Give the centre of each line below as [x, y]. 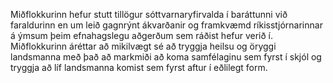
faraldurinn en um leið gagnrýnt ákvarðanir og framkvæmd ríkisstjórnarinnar [166, 25]
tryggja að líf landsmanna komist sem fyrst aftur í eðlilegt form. [139, 67]
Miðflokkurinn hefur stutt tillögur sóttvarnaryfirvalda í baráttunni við [149, 14]
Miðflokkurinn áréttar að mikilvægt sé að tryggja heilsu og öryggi [143, 46]
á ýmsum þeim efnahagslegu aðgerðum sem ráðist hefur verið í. [142, 35]
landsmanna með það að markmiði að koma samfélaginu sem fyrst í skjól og [166, 57]
